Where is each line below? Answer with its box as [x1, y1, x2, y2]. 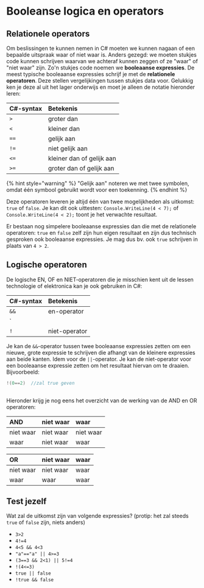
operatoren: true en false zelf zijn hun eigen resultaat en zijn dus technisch [6, 229, 197, 236]
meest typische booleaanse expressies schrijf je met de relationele [6, 71, 175, 77]
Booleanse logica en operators [6, 4, 164, 18]
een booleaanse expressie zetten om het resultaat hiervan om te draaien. [6, 362, 190, 369]
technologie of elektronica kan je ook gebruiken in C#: [6, 282, 142, 290]
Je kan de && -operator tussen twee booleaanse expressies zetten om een [6, 342, 191, 349]
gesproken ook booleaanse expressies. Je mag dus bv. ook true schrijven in [6, 236, 198, 243]
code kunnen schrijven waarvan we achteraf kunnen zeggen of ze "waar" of [6, 58, 198, 65]
